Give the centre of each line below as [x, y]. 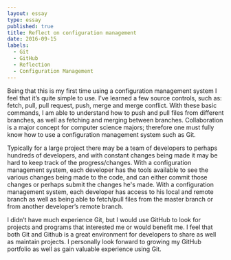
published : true [30, 26]
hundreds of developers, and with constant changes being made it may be [112, 155]
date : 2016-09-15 [32, 39]
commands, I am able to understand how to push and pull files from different [115, 112]
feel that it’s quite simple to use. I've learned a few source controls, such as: [114, 98]
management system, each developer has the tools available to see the [108, 170]
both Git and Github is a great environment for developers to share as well [112, 234]
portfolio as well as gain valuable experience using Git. [84, 249]
